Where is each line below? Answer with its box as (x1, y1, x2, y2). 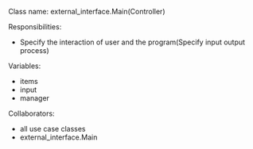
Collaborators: (8, 109, 55, 118)
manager (19, 94, 50, 102)
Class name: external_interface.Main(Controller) (8, 7, 165, 16)
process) (19, 46, 49, 55)
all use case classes (19, 124, 86, 133)
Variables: (8, 61, 41, 71)
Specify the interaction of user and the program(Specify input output (19, 37, 245, 47)
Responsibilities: (8, 22, 62, 31)
